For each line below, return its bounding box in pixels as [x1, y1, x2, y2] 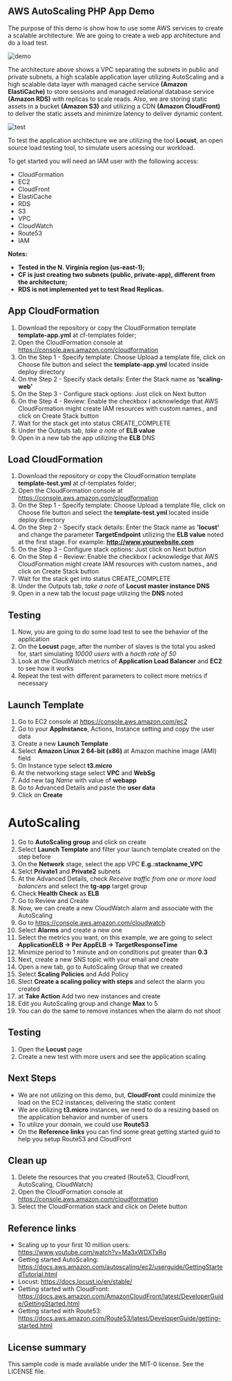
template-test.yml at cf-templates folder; [17, 479, 137, 488]
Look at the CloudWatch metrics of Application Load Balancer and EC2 [17, 657, 222, 665]
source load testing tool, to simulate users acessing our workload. [8, 143, 195, 151]
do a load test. [8, 38, 49, 47]
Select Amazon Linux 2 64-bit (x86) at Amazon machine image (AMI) [17, 747, 217, 755]
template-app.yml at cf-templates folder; [17, 331, 137, 339]
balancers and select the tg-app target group [17, 882, 148, 890]
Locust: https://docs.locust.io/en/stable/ [17, 1277, 133, 1286]
